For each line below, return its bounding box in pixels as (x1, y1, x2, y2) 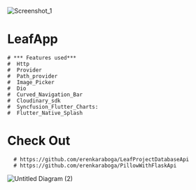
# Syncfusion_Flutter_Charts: (7, 103, 99, 110)
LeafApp (7, 32, 58, 47)
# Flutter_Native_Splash (7, 109, 83, 116)
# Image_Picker (7, 79, 55, 86)
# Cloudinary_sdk (7, 97, 61, 104)
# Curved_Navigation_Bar (7, 91, 83, 98)
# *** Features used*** (7, 54, 77, 61)
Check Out (7, 133, 71, 149)
